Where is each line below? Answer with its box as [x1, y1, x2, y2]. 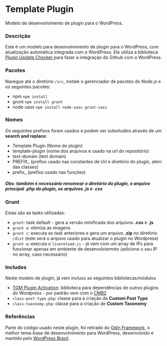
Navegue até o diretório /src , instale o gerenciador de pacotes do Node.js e [5, 78, 161, 84]
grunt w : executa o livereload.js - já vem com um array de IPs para [12, 241, 154, 247]
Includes [5, 264, 27, 271]
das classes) [12, 164, 39, 170]
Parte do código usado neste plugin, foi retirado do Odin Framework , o [5, 325, 151, 331]
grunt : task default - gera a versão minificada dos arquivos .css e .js [12, 220, 154, 226]
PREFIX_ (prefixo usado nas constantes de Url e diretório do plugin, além [12, 158, 162, 164]
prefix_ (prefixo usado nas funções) [12, 169, 86, 175]
